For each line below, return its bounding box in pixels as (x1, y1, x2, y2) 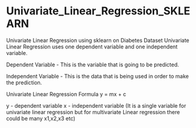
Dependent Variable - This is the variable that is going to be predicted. (6, 61, 179, 68)
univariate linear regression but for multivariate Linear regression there (6, 108, 180, 115)
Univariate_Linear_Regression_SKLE (6, 4, 191, 18)
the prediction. (6, 79, 42, 86)
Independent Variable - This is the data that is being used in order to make (6, 72, 189, 80)
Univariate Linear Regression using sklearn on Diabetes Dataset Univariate (6, 36, 189, 44)
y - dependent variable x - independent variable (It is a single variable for (6, 102, 186, 109)
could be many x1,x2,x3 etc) (6, 115, 76, 122)
